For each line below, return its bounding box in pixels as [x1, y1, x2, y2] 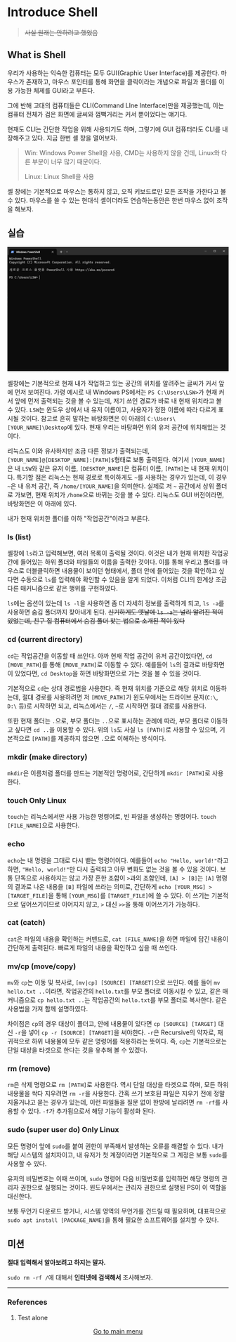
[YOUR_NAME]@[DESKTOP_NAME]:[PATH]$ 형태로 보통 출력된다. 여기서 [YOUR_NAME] [7, 456, 226, 464]
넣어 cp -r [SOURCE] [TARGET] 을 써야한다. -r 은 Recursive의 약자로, [27, 1028, 216, 1037]
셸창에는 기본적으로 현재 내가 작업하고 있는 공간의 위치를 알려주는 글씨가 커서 [7, 379, 218, 388]
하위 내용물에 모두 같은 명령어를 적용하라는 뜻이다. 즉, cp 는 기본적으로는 [31, 1037, 227, 1046]
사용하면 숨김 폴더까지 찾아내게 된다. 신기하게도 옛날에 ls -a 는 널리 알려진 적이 [7, 608, 223, 617]
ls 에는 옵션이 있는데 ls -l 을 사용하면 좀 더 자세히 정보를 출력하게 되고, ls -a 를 [7, 599, 225, 607]
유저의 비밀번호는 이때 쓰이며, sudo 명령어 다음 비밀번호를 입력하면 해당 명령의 [7, 1174, 221, 1183]
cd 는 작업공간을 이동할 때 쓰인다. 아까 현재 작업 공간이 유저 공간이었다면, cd [7, 651, 213, 660]
